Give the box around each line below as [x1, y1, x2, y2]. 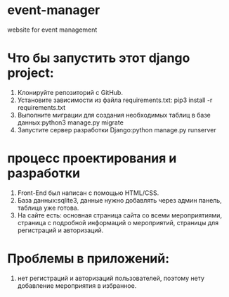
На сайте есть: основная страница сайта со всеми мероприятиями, [17, 210, 223, 220]
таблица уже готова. [17, 203, 79, 212]
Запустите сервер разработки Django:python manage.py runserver [17, 125, 216, 134]
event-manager [7, 2, 100, 18]
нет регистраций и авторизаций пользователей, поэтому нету [17, 274, 205, 282]
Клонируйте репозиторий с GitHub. [17, 88, 123, 96]
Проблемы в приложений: [7, 251, 170, 266]
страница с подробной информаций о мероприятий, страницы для [17, 218, 219, 227]
